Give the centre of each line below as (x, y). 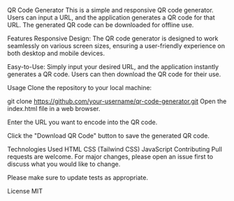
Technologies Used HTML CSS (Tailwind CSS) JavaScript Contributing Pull (115, 149)
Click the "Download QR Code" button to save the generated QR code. (108, 136)
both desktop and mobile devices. (56, 53)
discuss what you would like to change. (64, 164)
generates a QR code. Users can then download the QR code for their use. (114, 74)
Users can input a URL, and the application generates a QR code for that (111, 17)
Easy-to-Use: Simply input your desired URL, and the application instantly (113, 67)
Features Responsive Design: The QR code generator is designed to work (113, 38)
